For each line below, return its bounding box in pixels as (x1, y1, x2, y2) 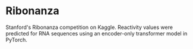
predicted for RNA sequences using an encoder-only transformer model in (5, 30, 188, 37)
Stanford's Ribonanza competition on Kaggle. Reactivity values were (5, 24, 173, 31)
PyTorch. (5, 36, 28, 43)
